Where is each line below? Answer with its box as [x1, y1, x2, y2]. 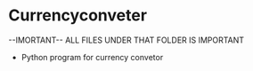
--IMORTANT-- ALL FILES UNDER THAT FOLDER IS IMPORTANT [8, 35, 245, 45]
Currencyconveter [8, 5, 148, 26]
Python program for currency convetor [20, 51, 164, 62]
